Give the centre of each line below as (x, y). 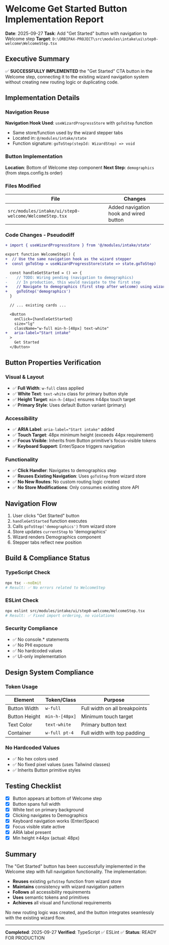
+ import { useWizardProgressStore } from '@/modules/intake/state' (78, 245)
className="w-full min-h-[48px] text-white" (62, 328)
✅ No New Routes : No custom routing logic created (66, 482)
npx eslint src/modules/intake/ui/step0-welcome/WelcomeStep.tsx (75, 611)
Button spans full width (36, 804)
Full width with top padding (113, 733)
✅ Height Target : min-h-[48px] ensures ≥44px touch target (74, 399)
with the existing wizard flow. (35, 917)
